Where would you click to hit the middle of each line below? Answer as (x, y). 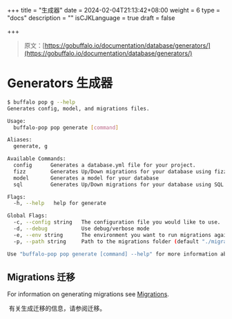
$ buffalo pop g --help (41, 102)
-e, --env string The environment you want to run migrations (113, 235)
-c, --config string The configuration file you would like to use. (117, 222)
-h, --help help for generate (60, 203)
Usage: (17, 121)
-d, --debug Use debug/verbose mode (81, 229)
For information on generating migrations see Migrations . (88, 294)
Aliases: (20, 140)
